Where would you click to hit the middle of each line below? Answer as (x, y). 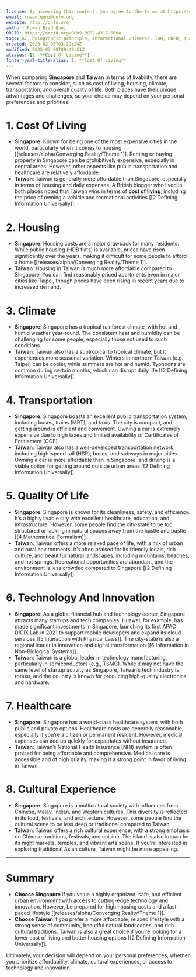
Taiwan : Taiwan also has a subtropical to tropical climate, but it (90, 352)
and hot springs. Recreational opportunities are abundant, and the (94, 562)
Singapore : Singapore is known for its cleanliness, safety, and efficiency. (102, 512)
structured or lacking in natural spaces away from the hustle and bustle (100, 531)
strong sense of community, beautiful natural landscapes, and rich (94, 925)
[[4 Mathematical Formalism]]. (51, 537)
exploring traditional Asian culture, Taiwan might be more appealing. (97, 849)
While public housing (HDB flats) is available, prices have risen (90, 250)
